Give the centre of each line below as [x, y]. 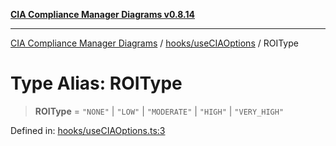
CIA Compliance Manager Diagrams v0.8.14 [103, 14]
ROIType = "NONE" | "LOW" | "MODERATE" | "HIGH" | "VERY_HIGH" [159, 111]
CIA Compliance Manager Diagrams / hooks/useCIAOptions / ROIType [154, 43]
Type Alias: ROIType [96, 83]
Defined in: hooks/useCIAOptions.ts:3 [88, 130]
